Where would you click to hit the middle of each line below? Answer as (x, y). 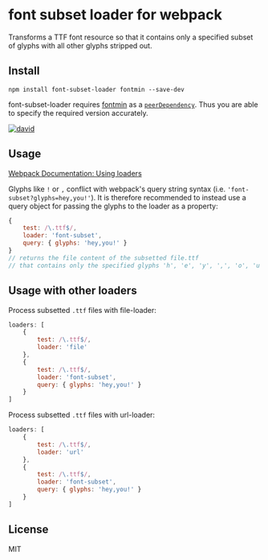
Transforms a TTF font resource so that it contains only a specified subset (131, 37)
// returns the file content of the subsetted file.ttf (104, 258)
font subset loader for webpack (116, 15)
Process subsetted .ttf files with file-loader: (82, 310)
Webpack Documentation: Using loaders (75, 173)
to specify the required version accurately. (78, 113)
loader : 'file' (63, 348)
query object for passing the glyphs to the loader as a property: (113, 206)
